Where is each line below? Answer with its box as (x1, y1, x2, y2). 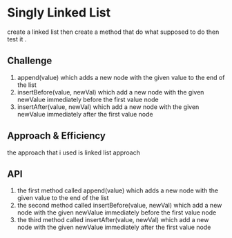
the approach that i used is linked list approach (7, 148, 140, 157)
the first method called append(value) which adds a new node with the (17, 186, 219, 195)
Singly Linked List (7, 5, 111, 21)
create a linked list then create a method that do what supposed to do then (7, 28, 220, 36)
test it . (7, 34, 27, 43)
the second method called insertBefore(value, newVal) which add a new (17, 201, 222, 210)
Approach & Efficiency (7, 130, 106, 142)
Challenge (7, 55, 52, 67)
